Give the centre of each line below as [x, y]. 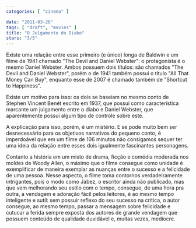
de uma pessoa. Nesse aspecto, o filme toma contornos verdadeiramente [94, 176]
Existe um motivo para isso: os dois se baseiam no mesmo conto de [87, 97]
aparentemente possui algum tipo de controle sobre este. [75, 116]
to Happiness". [24, 86]
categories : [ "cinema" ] [37, 11]
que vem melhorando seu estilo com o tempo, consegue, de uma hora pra [95, 188]
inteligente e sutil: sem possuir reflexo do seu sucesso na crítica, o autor [93, 200]
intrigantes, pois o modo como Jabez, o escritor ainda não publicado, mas [95, 182]
